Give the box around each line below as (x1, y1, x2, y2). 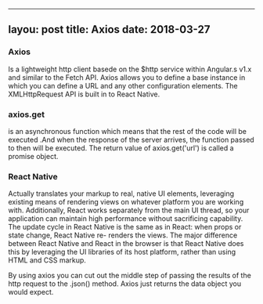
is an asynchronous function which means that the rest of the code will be (8, 126, 247, 136)
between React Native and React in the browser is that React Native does (8, 239, 244, 248)
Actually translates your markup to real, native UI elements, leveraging (8, 189, 235, 198)
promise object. (8, 151, 59, 161)
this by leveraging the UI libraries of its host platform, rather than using (8, 248, 236, 257)
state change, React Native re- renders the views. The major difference (8, 230, 238, 240)
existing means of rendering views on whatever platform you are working (8, 197, 244, 207)
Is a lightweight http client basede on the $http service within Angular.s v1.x (8, 64, 252, 74)
